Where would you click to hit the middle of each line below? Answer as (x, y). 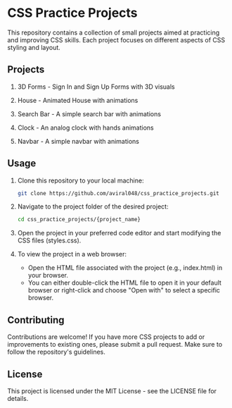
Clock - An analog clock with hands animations (86, 128)
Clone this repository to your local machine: (80, 180)
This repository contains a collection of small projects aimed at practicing (114, 32)
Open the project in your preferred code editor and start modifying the (119, 233)
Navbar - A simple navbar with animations (78, 141)
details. (18, 398)
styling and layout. (34, 47)
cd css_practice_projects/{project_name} (79, 220)
